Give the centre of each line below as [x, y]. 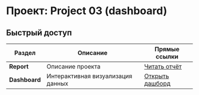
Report [19, 66]
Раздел [25, 53]
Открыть [157, 76]
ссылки [167, 56]
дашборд [157, 83]
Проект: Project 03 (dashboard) [87, 11]
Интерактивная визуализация [89, 76]
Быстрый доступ [39, 33]
